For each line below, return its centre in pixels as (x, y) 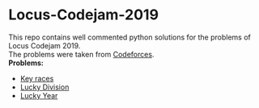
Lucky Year (39, 95)
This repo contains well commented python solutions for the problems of (129, 37)
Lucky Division (45, 87)
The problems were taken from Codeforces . (81, 54)
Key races (37, 78)
